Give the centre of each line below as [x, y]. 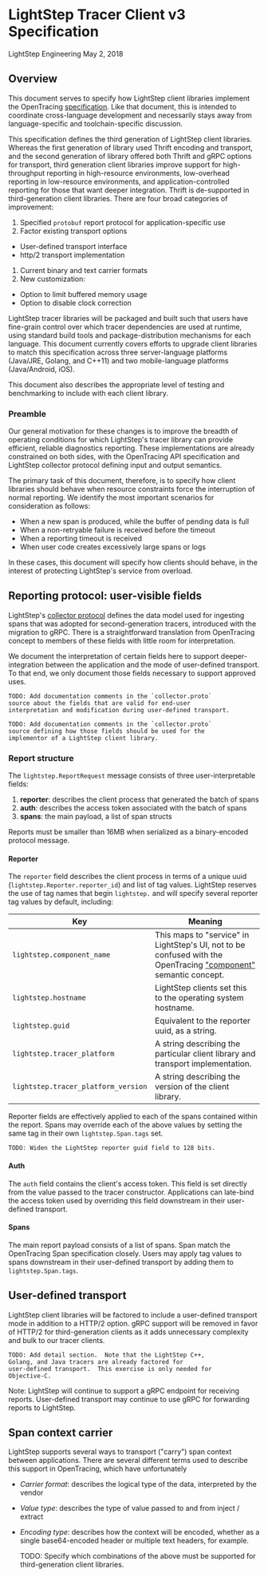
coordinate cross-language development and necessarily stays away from [130, 115]
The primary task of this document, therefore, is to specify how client [122, 481]
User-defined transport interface [73, 246]
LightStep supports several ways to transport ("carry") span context [120, 1452]
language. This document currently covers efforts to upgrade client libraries [133, 343]
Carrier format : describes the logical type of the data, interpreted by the [138, 1484]
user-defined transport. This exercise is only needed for [110, 1369]
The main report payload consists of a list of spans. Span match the [120, 1245]
